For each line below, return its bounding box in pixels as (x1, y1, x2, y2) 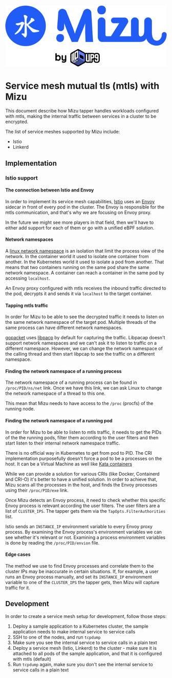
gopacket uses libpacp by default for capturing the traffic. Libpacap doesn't (5, 335, 165, 341)
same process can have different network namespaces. (5, 324, 123, 331)
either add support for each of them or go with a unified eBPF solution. (5, 224, 155, 231)
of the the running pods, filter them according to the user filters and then (5, 434, 159, 440)
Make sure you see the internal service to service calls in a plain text (12, 640, 157, 646)
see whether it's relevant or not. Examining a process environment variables (5, 534, 165, 540)
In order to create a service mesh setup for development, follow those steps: (5, 613, 167, 619)
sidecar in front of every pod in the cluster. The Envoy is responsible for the (5, 204, 165, 210)
